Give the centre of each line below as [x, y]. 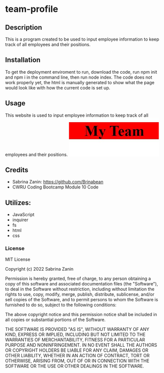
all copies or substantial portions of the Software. [55, 320]
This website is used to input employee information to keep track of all [77, 115]
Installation [23, 60]
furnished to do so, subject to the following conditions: [61, 305]
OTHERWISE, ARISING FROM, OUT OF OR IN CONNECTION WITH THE [77, 361]
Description [24, 27]
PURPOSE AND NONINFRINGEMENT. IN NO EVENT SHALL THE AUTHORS [81, 345]
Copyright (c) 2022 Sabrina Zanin [39, 269]
